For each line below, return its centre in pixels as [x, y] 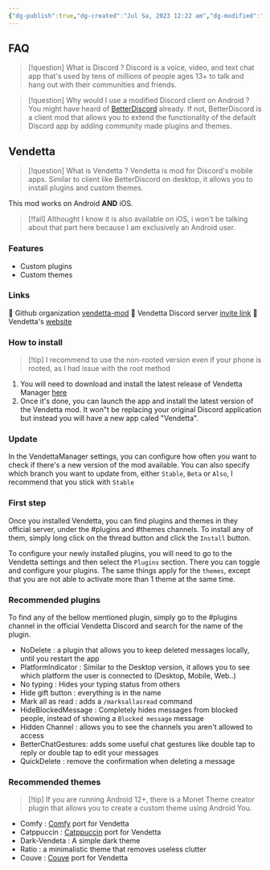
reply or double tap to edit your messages [89, 752]
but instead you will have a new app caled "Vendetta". [109, 419]
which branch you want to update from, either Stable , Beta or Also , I [121, 474]
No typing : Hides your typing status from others [100, 684]
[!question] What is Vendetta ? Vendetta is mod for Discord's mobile [140, 171]
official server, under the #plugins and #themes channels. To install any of [131, 529]
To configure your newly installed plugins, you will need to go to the [121, 553]
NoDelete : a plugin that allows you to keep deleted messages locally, [135, 650]
